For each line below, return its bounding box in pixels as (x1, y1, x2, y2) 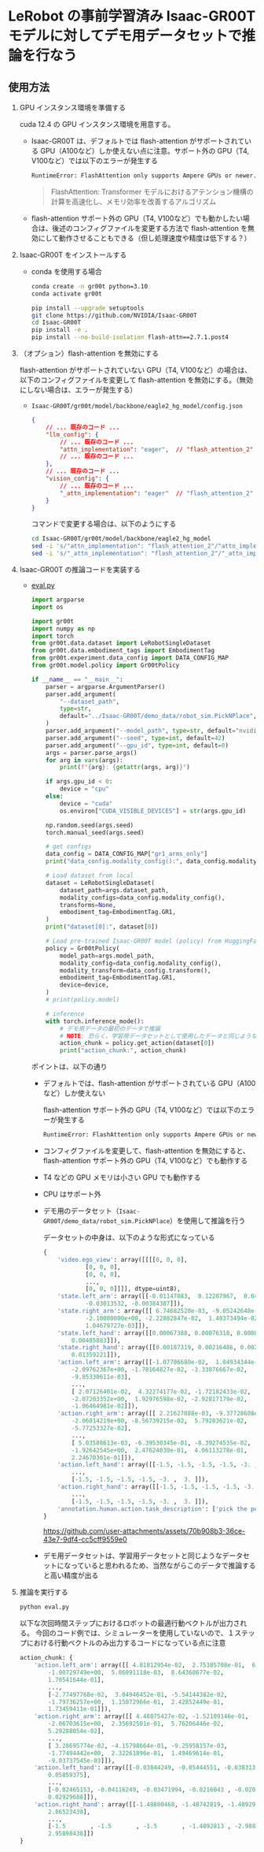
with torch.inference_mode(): (46, 1017, 145, 1025)
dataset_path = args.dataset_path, (59, 886, 169, 894)
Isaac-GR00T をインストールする (19, 250, 127, 259)
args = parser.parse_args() (46, 749, 137, 757)
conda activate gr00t (31, 289, 102, 298)
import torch (31, 632, 75, 640)
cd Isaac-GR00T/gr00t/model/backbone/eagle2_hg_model (31, 535, 211, 543)
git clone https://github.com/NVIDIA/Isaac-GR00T (31, 311, 198, 319)
